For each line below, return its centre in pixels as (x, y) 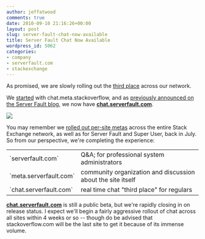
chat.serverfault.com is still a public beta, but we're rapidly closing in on (98, 205)
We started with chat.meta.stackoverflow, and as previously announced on (100, 98)
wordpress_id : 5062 (31, 46)
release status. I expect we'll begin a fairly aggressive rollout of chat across (101, 212)
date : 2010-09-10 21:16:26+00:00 (49, 23)
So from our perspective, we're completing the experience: (81, 140)
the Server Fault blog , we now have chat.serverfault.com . (80, 104)
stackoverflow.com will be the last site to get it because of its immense (95, 224)
